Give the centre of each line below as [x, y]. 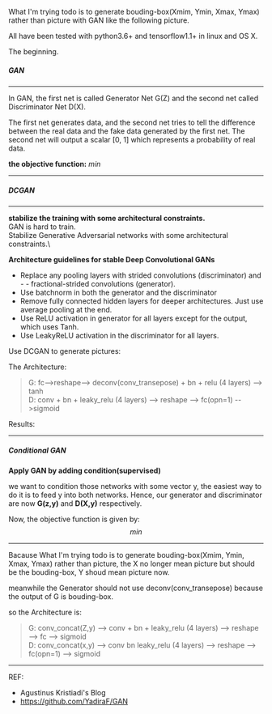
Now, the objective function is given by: [74, 519]
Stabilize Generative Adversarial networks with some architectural [118, 235]
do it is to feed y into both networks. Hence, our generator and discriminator [136, 495]
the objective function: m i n [55, 164]
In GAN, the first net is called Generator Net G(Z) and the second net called [134, 98]
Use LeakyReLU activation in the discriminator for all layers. [119, 335]
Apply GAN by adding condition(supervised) [85, 470]
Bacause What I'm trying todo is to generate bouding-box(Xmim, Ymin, [126, 555]
